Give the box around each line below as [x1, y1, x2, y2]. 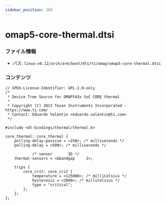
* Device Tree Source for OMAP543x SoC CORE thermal [7, 94, 120, 99]
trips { [14, 165, 30, 170]
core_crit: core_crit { [23, 169, 73, 174]
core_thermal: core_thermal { [5, 134, 69, 139]
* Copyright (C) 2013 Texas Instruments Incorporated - [7, 104, 127, 109]
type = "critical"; [32, 182, 73, 187]
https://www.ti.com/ [5, 108, 49, 113]
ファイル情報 [5, 48, 37, 55]
